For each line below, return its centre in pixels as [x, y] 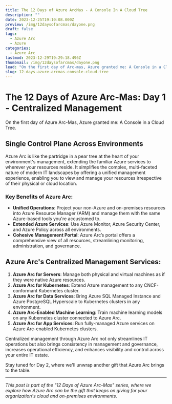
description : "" [23, 15]
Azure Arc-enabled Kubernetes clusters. [55, 329]
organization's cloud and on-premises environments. [61, 396]
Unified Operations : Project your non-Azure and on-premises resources [89, 208]
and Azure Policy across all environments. [57, 230]
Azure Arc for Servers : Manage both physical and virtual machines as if [89, 274]
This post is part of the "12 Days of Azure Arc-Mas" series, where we [78, 385]
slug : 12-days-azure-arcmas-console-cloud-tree [57, 72]
